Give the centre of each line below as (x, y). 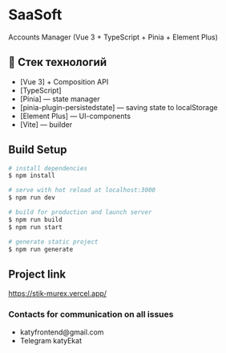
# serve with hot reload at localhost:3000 (82, 191)
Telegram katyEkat (51, 340)
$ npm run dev (32, 198)
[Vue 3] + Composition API (64, 81)
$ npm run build (35, 220)
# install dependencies (48, 168)
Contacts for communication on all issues (91, 314)
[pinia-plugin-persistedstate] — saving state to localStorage (119, 107)
